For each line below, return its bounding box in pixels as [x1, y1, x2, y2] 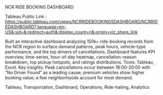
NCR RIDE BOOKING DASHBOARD [5, 4, 74, 10]
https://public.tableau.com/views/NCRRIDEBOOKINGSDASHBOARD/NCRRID [5, 19, 158, 24]
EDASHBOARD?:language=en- [5, 24, 66, 30]
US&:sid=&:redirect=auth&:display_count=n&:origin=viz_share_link [5, 29, 138, 35]
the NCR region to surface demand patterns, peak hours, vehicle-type [5, 44, 146, 49]
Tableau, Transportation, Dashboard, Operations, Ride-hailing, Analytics [5, 84, 150, 90]
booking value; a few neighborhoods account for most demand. [5, 75, 133, 80]
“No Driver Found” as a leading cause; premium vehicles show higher [5, 70, 145, 75]
